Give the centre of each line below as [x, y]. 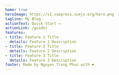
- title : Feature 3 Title [32, 56]
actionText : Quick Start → [33, 23]
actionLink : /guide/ [27, 28]
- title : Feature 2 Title [32, 46]
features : [15, 33]
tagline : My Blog [23, 19]
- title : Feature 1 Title [32, 37]
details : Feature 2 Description [43, 51]
